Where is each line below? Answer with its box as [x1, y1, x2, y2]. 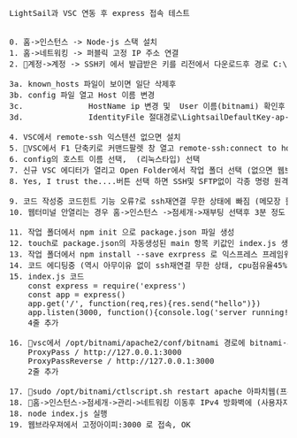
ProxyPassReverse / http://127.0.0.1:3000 [27, 357, 215, 365]
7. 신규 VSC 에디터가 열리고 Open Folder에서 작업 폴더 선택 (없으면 [9, 165, 273, 175]
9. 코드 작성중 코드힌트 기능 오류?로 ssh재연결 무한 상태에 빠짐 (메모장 [9, 196, 281, 206]
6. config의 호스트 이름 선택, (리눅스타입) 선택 [9, 154, 201, 164]
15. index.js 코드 [9, 272, 85, 281]
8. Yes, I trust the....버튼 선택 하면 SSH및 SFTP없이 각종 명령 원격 [9, 176, 289, 186]
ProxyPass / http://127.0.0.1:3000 [27, 348, 182, 357]
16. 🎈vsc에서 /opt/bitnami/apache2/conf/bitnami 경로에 [9, 338, 246, 348]
